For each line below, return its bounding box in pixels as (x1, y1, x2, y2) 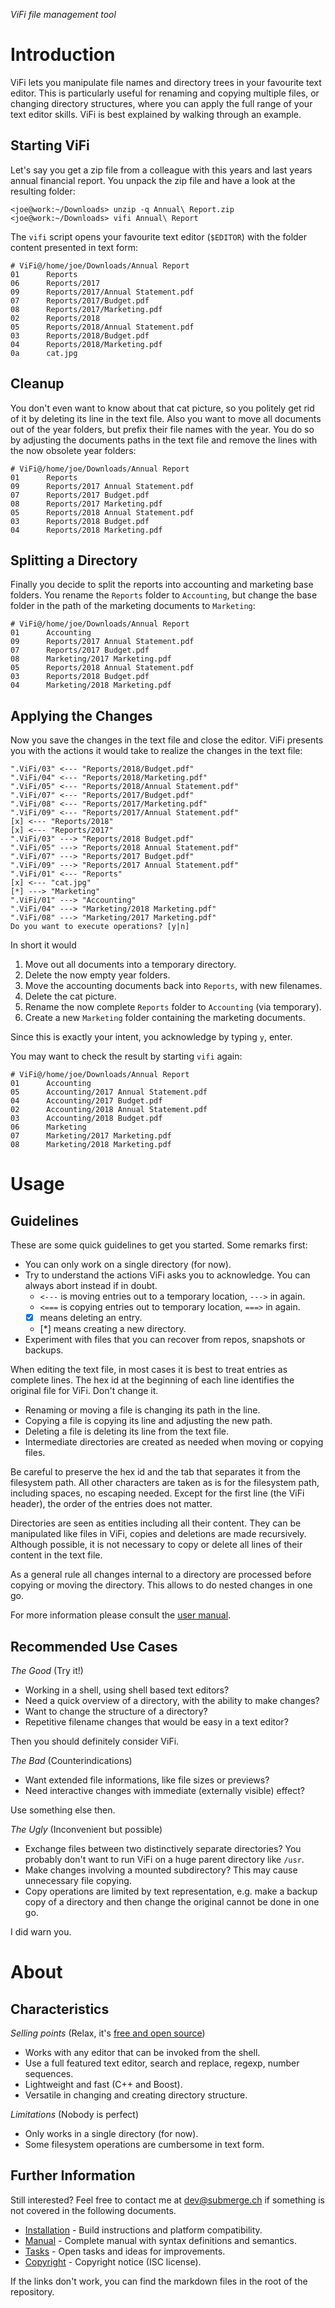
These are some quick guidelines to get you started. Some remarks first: (10, 1239, 308, 1251)
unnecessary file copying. (24, 1875, 132, 1887)
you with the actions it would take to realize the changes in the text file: (10, 745, 303, 757)
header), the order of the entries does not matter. (10, 1498, 213, 1510)
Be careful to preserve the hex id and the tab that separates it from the (10, 1466, 301, 1478)
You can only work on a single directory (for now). (24, 1259, 232, 1271)
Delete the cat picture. (24, 990, 117, 1003)
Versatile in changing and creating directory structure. (24, 2089, 248, 2101)
